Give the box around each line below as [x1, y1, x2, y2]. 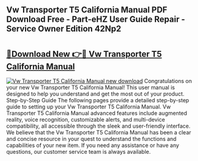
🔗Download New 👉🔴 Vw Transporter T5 [6, 48, 162, 59]
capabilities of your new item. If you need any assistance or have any [6, 142, 179, 149]
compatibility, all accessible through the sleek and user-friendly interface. [6, 122, 191, 130]
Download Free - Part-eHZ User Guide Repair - [6, 15, 185, 25]
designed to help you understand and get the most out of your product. [6, 90, 185, 97]
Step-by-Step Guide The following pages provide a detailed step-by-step [6, 97, 189, 103]
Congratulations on [144, 77, 193, 84]
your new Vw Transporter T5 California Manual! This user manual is [6, 84, 175, 91]
